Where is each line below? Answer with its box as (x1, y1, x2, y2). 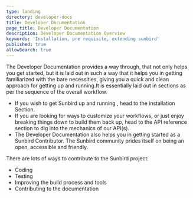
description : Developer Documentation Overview (6, 31, 126, 37)
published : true (6, 42, 46, 48)
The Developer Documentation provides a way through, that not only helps (6, 63, 188, 70)
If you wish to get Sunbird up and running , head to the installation (14, 100, 175, 107)
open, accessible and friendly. (14, 143, 89, 150)
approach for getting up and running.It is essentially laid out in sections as (6, 82, 186, 89)
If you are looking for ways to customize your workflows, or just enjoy (14, 112, 184, 119)
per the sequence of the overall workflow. (6, 88, 107, 95)
